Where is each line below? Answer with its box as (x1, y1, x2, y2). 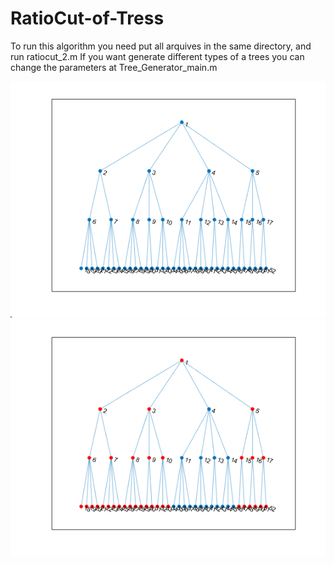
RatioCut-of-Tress (10, 7, 165, 30)
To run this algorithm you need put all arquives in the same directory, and (10, 40, 312, 52)
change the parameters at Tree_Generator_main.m (10, 61, 218, 73)
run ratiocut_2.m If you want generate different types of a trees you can (10, 50, 305, 62)
